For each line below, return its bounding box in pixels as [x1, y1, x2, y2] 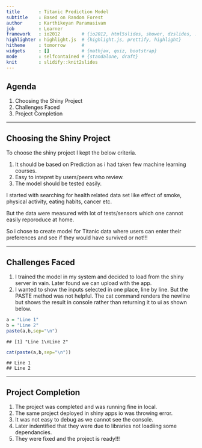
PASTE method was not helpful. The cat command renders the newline [14, 292, 191, 299]
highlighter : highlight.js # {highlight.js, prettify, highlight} [6, 37, 182, 43]
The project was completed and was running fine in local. [14, 404, 158, 411]
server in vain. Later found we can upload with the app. [14, 279, 152, 286]
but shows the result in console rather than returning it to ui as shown [14, 298, 188, 305]
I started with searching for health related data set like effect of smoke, [6, 192, 182, 199]
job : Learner [6, 25, 63, 32]
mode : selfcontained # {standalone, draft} [6, 54, 138, 60]
